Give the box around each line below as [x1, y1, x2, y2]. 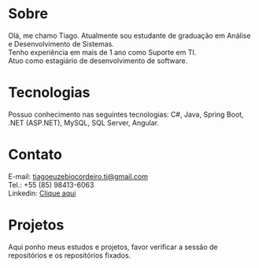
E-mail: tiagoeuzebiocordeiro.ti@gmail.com [8, 171, 148, 181]
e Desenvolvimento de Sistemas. [8, 39, 114, 48]
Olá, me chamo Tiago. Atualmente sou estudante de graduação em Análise [8, 31, 251, 40]
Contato [8, 146, 63, 164]
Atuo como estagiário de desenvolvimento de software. [8, 56, 188, 65]
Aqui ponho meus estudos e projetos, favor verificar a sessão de [8, 242, 218, 251]
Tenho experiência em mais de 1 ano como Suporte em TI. [8, 47, 197, 57]
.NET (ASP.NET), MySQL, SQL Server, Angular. [8, 117, 160, 127]
